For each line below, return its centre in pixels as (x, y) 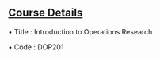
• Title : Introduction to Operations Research (80, 31)
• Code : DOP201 (36, 47)
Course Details (46, 13)
